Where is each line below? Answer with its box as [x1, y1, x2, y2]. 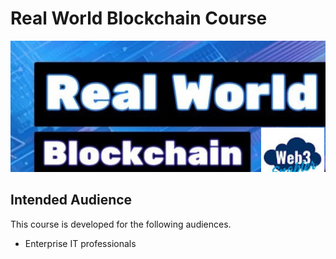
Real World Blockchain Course [10, 7, 268, 30]
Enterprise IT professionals [24, 237, 137, 249]
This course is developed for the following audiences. [10, 218, 232, 230]
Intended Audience [10, 192, 133, 209]
